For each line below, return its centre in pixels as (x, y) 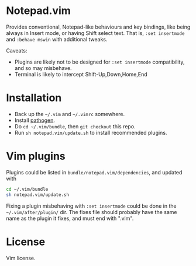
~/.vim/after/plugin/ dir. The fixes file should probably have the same (92, 212)
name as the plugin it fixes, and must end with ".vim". (70, 218)
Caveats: (17, 50)
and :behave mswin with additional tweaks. (57, 39)
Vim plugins (36, 156)
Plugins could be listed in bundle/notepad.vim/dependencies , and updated (94, 172)
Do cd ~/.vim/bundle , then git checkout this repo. (75, 126)
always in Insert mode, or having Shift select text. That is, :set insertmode (95, 33)
